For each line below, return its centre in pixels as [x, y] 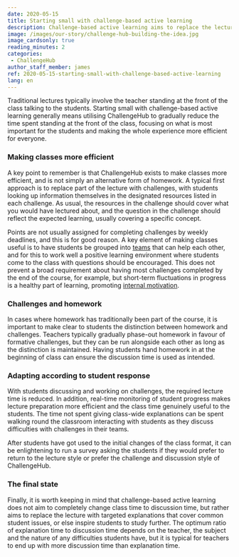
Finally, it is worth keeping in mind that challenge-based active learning [112, 500]
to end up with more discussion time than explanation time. [94, 545]
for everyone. [27, 139]
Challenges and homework [55, 303]
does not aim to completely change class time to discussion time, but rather [118, 507]
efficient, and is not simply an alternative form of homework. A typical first [116, 180]
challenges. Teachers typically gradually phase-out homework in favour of [116, 334]
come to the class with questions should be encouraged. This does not [111, 262]
